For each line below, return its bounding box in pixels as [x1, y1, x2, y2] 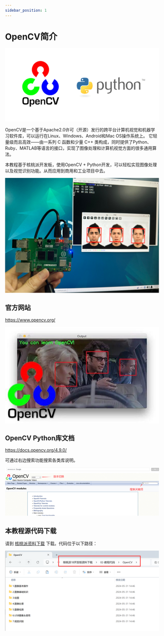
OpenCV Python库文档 [5, 434, 75, 442]
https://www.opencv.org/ [5, 317, 56, 323]
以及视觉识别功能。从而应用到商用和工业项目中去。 [5, 168, 108, 173]
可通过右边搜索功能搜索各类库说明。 [5, 457, 78, 463]
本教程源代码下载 [5, 527, 57, 535]
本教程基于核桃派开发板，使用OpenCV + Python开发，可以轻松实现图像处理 [5, 162, 157, 168]
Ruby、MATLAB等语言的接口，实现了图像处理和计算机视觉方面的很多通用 [5, 145, 153, 151]
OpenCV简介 [5, 31, 58, 42]
